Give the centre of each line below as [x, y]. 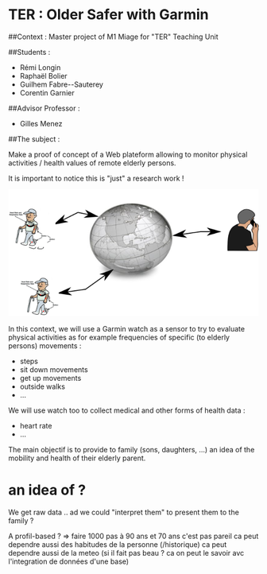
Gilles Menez [41, 123]
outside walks [43, 386]
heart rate [36, 425]
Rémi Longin [40, 67]
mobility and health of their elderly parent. [77, 458]
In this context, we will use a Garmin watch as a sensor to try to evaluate [126, 328]
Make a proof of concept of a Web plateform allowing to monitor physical [128, 154]
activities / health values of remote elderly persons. [92, 163]
